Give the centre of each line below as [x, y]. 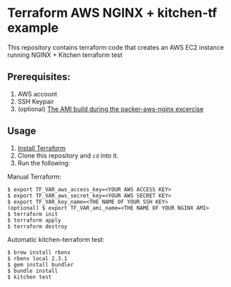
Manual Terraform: [34, 177]
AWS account [37, 94]
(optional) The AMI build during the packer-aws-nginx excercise [111, 109]
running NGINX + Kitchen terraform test [65, 55]
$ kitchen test [30, 277]
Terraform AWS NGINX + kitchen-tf [112, 13]
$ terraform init [33, 214]
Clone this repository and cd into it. [68, 155]
